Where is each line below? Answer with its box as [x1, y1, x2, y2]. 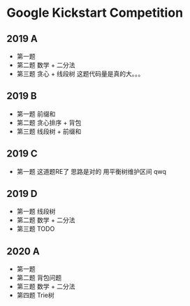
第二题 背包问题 [16, 274, 62, 282]
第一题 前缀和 [16, 110, 56, 118]
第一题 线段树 [16, 207, 56, 216]
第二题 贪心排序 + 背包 [16, 118, 82, 126]
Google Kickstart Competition [6, 5, 183, 21]
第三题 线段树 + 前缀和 [16, 127, 82, 136]
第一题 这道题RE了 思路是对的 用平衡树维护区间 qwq [16, 167, 167, 175]
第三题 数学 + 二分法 [16, 282, 75, 291]
